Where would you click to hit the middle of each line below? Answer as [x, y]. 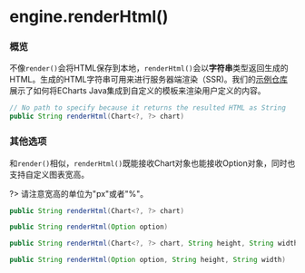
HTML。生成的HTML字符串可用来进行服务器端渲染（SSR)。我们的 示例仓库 [149, 80]
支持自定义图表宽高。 [49, 174]
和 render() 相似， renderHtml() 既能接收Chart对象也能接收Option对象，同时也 [152, 163]
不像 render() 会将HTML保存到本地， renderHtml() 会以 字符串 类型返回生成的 [149, 68]
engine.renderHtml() [89, 17]
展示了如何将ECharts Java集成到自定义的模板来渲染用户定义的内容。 [138, 91]
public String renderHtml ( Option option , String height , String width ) [148, 260]
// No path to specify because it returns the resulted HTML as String [148, 108]
